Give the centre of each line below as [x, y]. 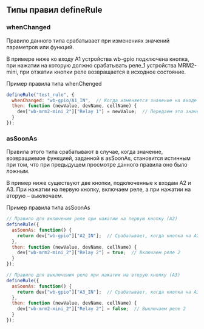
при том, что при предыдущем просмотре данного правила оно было [97, 165]
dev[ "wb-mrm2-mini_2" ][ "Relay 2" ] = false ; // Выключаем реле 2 [102, 309]
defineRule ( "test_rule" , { [40, 95]
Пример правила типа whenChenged [54, 83]
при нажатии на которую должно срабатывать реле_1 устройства [92, 65]
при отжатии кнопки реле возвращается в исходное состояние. [103, 72]
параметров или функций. [40, 47]
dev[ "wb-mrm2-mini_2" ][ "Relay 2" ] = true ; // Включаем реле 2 [99, 253]
